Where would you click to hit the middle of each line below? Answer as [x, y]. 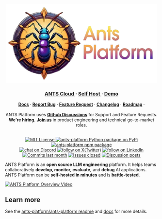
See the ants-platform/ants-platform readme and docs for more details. [76, 211]
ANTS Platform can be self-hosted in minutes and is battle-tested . [73, 175]
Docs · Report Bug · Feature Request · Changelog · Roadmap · [81, 104]
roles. [81, 125]
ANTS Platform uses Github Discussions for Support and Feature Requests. [81, 115]
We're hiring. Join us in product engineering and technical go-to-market [81, 120]
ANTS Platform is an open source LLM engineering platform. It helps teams [81, 164]
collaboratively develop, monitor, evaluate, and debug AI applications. [76, 170]
